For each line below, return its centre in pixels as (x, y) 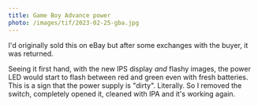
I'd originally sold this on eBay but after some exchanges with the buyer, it (128, 45)
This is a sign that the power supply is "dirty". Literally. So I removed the (125, 85)
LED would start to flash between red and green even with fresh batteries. (128, 77)
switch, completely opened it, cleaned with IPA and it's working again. (122, 93)
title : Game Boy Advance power (60, 15)
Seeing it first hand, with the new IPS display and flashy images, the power (129, 68)
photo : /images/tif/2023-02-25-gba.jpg (74, 23)
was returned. (31, 53)
